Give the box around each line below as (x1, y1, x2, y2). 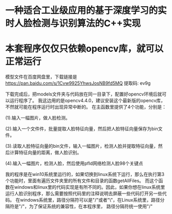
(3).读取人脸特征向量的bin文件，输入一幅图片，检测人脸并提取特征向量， (5, 143, 159, 149)
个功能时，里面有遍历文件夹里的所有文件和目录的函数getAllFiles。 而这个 (5, 178, 159, 184)
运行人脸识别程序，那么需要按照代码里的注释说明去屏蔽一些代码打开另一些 (5, 190, 162, 197)
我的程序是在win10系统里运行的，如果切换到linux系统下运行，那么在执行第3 (5, 171, 165, 178)
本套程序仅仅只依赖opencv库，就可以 (5, 43, 164, 54)
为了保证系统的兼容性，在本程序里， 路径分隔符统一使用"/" (29, 203, 153, 209)
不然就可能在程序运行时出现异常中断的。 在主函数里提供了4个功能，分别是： (5, 104, 166, 110)
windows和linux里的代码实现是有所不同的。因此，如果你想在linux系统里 (14, 184, 165, 190)
